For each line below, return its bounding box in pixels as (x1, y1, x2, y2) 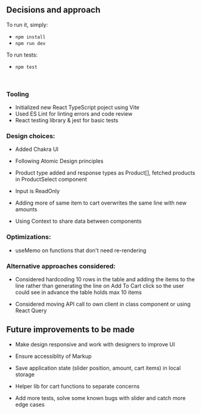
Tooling (6, 89, 29, 98)
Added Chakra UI (15, 146, 59, 153)
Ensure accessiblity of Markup (15, 353, 92, 360)
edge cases (15, 401, 45, 408)
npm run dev (15, 40, 46, 46)
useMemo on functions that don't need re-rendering (15, 247, 147, 254)
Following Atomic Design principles (15, 158, 104, 165)
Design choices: (6, 132, 55, 141)
